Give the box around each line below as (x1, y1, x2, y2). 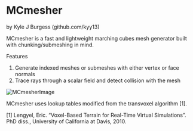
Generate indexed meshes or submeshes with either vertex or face (14, 64, 179, 71)
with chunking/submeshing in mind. (6, 41, 94, 48)
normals (14, 70, 35, 77)
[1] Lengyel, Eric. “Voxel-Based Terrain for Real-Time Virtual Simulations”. (6, 111, 186, 118)
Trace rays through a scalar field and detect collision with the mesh (14, 77, 181, 84)
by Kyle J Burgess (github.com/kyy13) (6, 23, 100, 30)
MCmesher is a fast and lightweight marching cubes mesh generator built (6, 35, 187, 42)
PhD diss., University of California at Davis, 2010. (6, 117, 127, 125)
